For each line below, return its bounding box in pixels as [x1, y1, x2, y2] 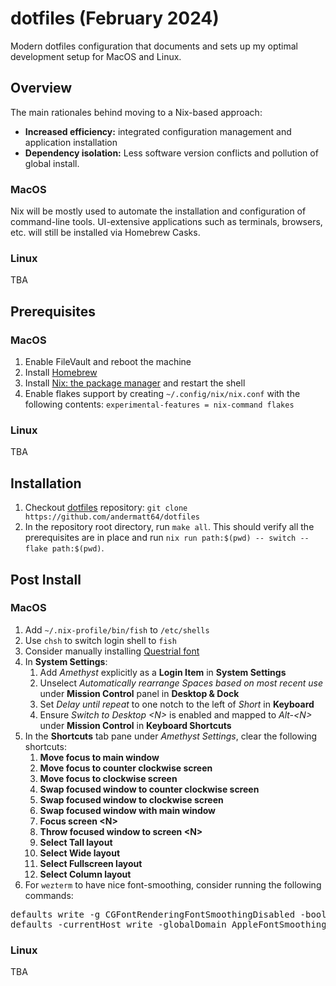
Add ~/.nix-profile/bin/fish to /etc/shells [24, 623, 210, 636]
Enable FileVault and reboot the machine [24, 356, 192, 368]
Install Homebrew [24, 367, 98, 379]
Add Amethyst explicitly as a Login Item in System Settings [39, 666, 287, 678]
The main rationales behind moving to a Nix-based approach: [10, 106, 263, 118]
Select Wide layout [39, 847, 121, 859]
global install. [24, 157, 80, 169]
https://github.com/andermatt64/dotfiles [24, 512, 200, 522]
